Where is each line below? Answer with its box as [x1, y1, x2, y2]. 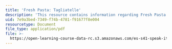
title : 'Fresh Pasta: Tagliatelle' [5, 7, 81, 13]
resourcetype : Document [5, 21, 56, 27]
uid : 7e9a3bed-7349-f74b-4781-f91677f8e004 [5, 17, 100, 22]
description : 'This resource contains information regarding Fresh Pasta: [5, 12, 168, 17]
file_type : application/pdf [5, 27, 66, 32]
